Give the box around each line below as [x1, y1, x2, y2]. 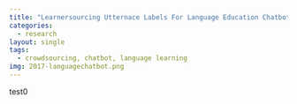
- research [17, 29, 57, 38]
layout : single [9, 37, 65, 47]
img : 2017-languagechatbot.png [9, 63, 125, 71]
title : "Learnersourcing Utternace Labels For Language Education [9, 12, 259, 22]
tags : [9, 46, 29, 55]
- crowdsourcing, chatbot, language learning [17, 54, 188, 63]
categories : [9, 21, 53, 30]
